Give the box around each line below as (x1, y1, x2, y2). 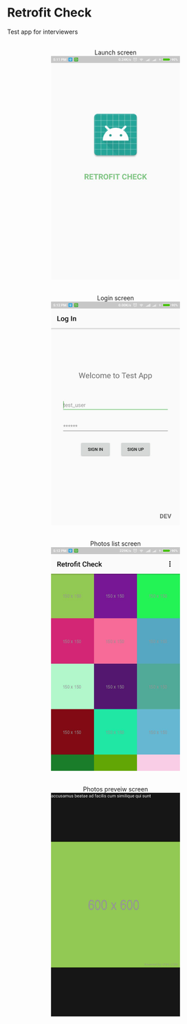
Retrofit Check (7, 5, 92, 21)
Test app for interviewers (7, 28, 78, 36)
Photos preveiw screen (82, 785, 148, 793)
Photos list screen (90, 539, 141, 548)
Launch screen (94, 48, 137, 56)
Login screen (97, 294, 134, 302)
